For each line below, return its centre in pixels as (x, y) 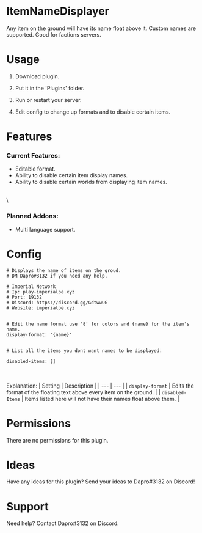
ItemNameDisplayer (58, 11)
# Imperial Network (31, 286)
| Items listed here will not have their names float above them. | (100, 399)
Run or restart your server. (48, 100)
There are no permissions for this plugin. (57, 440)
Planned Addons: (33, 216)
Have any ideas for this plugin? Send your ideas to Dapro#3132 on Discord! (101, 482)
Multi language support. (45, 229)
